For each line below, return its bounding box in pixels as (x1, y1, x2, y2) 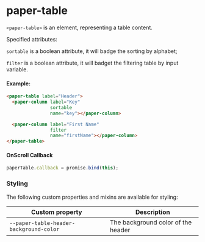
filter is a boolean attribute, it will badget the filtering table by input (6, 59, 179, 66)
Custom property (31, 208, 82, 216)
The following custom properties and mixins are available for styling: (6, 193, 178, 201)
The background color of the (109, 218, 192, 226)
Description (135, 208, 170, 216)
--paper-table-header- (9, 219, 75, 226)
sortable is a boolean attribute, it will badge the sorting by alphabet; (6, 47, 178, 55)
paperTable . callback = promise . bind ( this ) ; (6, 165, 119, 171)
